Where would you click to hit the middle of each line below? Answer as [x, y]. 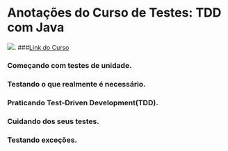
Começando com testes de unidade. [70, 65]
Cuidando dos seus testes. [53, 121]
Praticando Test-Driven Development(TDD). [83, 103]
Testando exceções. [42, 140]
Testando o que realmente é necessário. [76, 84]
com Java [36, 27]
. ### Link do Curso [42, 47]
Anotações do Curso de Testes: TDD [114, 13]
